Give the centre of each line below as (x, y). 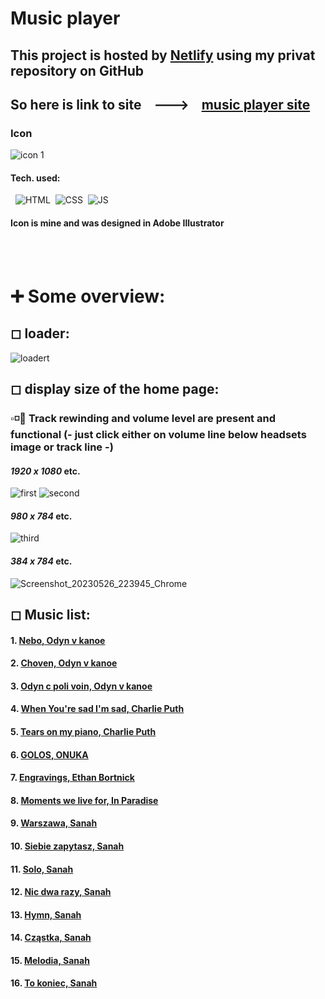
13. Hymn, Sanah (46, 914)
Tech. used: (35, 178)
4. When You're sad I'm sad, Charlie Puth (97, 709)
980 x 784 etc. (41, 516)
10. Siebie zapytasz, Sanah (67, 846)
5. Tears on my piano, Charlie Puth (83, 731)
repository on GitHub (77, 70)
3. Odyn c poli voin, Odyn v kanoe (81, 686)
